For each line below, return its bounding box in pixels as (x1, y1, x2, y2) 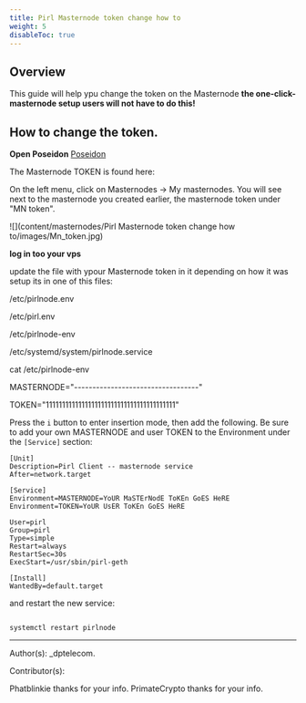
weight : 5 (9, 22, 47, 31)
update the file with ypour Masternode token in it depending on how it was (9, 266, 289, 276)
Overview (9, 64, 66, 79)
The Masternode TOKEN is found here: (9, 166, 155, 177)
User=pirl (9, 518, 47, 527)
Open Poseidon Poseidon (9, 149, 107, 160)
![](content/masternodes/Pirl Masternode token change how (9, 221, 235, 232)
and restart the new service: (9, 598, 116, 608)
